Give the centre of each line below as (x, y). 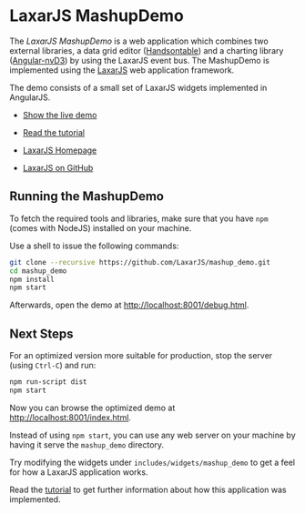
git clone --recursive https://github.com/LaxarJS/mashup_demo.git (140, 262)
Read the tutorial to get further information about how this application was (148, 489)
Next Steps (41, 333)
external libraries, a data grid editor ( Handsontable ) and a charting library (147, 50)
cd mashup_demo (38, 271)
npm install (32, 279)
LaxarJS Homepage (60, 150)
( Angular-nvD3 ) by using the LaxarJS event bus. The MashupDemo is (140, 60)
